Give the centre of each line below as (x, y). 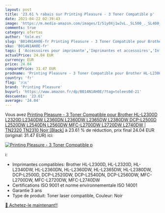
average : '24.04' (23, 101)
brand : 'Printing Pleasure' (34, 87)
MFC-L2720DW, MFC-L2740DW (67, 180)
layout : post (18, 10)
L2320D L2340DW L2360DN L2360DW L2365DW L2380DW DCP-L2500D (81, 120)
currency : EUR (20, 60)
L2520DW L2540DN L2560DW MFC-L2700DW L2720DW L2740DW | (76, 125)
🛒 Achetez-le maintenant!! (31, 205)
